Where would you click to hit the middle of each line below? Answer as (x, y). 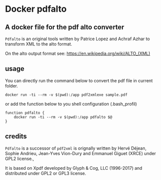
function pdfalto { (25, 113)
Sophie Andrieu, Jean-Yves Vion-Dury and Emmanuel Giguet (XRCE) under (80, 153)
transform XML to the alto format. (39, 44)
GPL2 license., (20, 158)
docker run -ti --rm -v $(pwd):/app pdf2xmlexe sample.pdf (66, 95)
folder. (11, 86)
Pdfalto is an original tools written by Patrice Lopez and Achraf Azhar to (78, 39)
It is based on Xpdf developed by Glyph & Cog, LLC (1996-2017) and (74, 168)
